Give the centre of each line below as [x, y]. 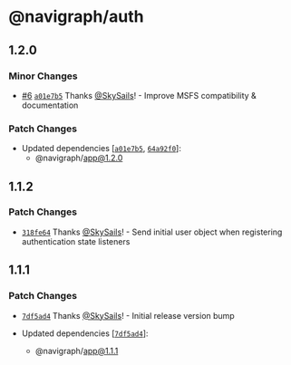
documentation [50, 105]
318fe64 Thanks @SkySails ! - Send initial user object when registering [152, 232]
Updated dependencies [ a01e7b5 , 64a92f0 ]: [102, 149]
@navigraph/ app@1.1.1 [77, 351]
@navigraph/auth [76, 17]
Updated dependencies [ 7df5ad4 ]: [85, 333]
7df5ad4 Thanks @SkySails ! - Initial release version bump [128, 315]
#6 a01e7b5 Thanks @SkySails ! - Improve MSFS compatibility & [139, 95]
